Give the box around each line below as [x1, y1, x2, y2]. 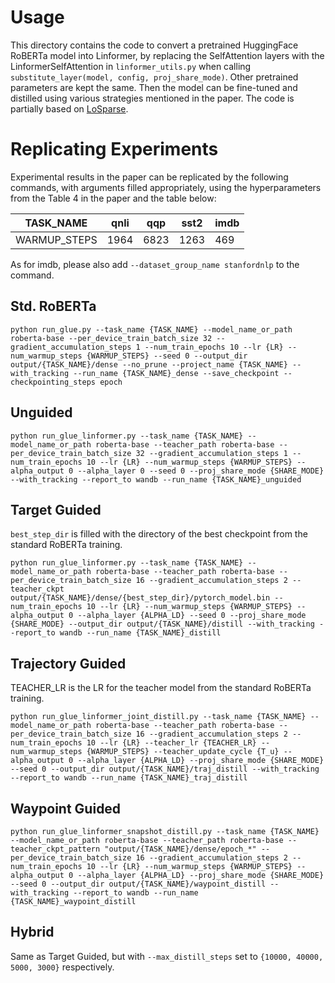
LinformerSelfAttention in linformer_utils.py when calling [10, 60, 252, 72]
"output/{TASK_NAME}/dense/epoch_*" [104, 844, 257, 854]
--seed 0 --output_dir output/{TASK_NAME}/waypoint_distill [10, 879, 267, 889]
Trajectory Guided [10, 655, 127, 672]
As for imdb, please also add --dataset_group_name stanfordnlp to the [10, 258, 300, 270]
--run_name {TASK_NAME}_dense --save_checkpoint [73, 368, 280, 378]
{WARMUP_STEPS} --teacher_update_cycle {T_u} [86, 747, 280, 757]
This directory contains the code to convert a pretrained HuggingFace [10, 39, 299, 51]
